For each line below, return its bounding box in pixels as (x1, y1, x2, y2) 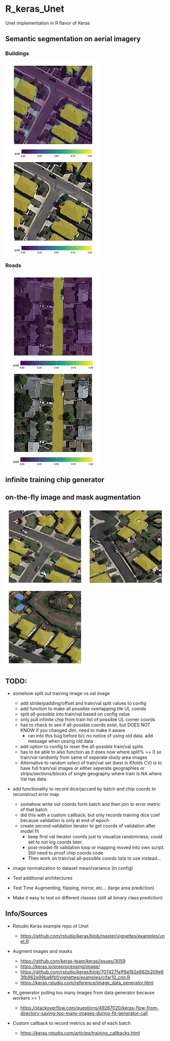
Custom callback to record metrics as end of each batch (12, 1020, 131, 1026)
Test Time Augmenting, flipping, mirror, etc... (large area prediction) (12, 885, 155, 891)
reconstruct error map (12, 791, 60, 797)
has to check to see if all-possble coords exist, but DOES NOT (20, 722, 151, 728)
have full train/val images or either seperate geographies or (20, 765, 145, 771)
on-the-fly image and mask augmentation (5, 492, 141, 502)
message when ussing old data (27, 738, 93, 744)
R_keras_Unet (5, 3, 65, 15)
